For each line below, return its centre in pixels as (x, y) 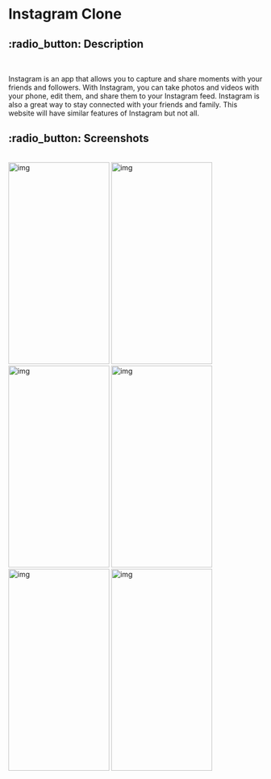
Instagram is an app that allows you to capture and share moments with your (135, 79)
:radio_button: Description (76, 44)
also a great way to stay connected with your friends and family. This (123, 105)
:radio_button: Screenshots (79, 138)
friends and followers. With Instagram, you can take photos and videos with (134, 87)
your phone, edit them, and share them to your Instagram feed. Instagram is (134, 96)
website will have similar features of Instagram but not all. (104, 113)
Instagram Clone (65, 14)
